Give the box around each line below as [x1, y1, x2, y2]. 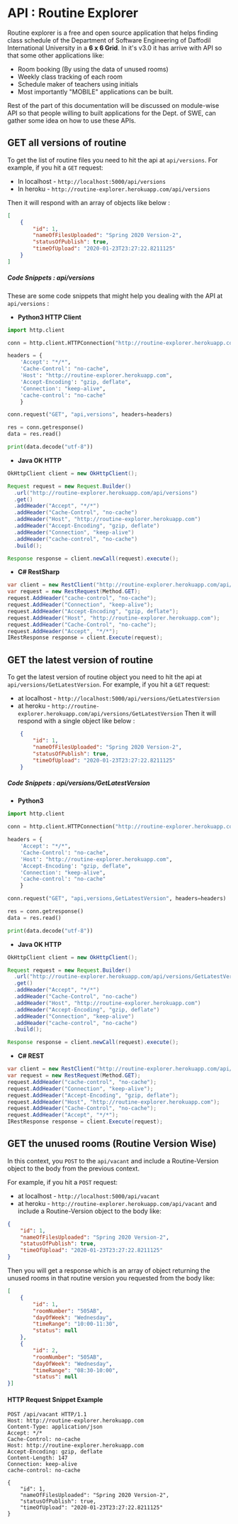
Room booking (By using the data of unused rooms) [17, 65, 169, 73]
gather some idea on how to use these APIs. [7, 116, 137, 125]
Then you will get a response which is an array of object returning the [7, 1266, 210, 1275]
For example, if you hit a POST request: [7, 1178, 118, 1186]
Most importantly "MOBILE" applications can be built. [17, 87, 174, 96]
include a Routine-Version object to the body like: [17, 1207, 161, 1215]
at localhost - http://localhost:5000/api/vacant [17, 1191, 160, 1200]
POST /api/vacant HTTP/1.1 [7, 1411, 87, 1418]
